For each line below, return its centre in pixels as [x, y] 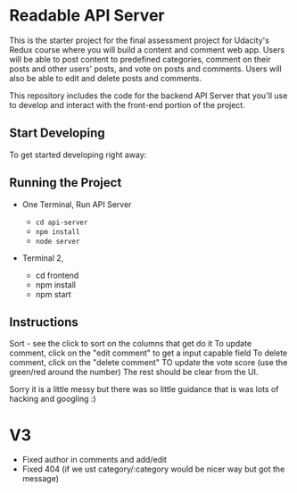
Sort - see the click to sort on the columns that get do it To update [131, 344]
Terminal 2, [43, 258]
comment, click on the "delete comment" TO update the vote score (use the [148, 363]
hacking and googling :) [53, 399]
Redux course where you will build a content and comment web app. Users [147, 49]
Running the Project [66, 183]
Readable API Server [87, 16]
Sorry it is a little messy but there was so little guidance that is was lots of [144, 389]
